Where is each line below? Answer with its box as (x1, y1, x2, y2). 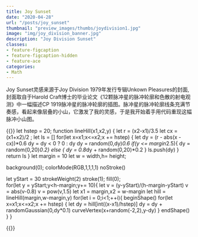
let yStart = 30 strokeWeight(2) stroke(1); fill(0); (6, 176, 121, 183)
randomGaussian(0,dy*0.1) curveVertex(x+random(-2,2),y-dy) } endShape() (6, 207, 190, 214)
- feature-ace (6, 58, 41, 64)
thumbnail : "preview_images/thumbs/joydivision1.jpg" (6, 25, 141, 31)
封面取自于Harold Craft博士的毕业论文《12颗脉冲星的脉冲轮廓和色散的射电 (6, 93, 186, 100)
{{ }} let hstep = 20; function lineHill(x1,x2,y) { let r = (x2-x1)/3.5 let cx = (6, 128, 178, 135)
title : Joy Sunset (6, 8, 51, 15)
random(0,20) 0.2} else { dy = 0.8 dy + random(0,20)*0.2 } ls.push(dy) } (6, 146, 180, 154)
